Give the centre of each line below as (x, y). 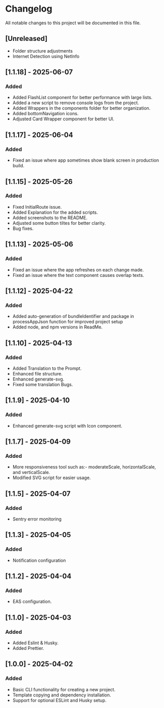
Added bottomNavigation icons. (45, 114)
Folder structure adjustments (43, 51)
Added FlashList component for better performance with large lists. (83, 98)
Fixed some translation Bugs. (43, 384)
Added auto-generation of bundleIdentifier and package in (73, 316)
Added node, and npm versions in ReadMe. (58, 327)
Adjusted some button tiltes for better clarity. (59, 223)
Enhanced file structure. (38, 373)
